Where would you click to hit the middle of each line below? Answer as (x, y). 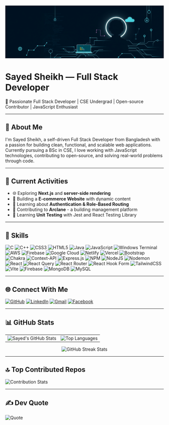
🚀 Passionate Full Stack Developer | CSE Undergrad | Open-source (74, 101)
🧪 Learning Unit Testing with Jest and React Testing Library (74, 215)
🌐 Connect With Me (37, 289)
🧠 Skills (17, 235)
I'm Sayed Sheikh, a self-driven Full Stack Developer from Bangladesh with (83, 139)
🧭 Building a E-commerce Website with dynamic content (71, 199)
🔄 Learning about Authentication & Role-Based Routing (71, 204)
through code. (20, 161)
